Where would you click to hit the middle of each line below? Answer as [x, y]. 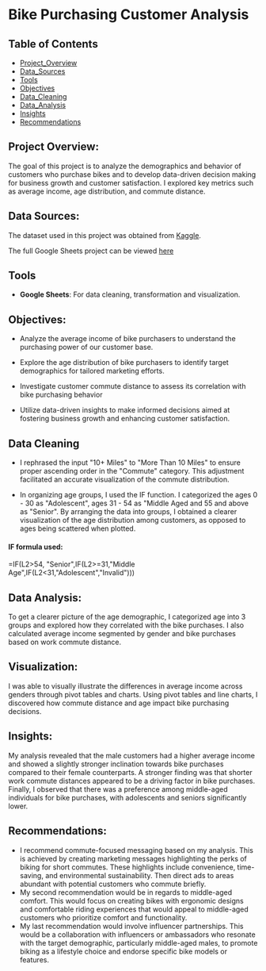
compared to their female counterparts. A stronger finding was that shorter [130, 772]
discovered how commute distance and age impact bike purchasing [119, 703]
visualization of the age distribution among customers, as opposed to [133, 520]
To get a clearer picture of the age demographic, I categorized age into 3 [127, 617]
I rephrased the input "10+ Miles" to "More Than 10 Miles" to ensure [130, 462]
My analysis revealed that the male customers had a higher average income [132, 755]
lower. [18, 806]
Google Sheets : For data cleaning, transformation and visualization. [130, 294]
